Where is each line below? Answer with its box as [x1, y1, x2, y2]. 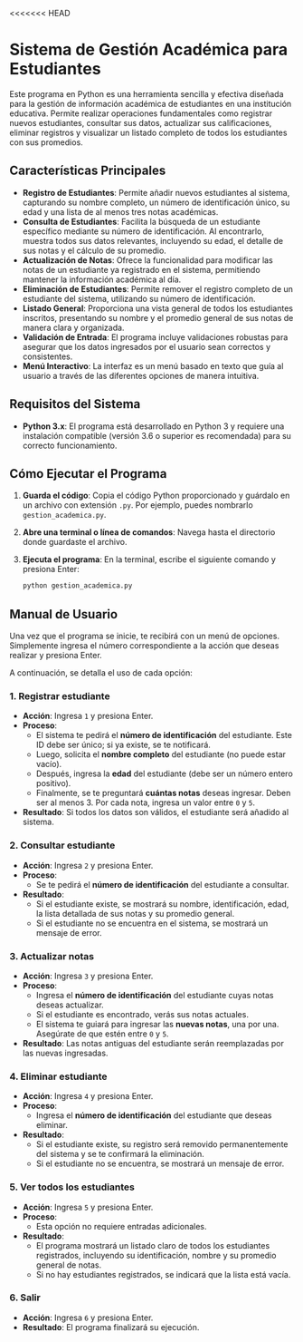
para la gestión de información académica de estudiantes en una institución [9, 98, 292, 109]
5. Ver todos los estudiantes [9, 1181, 136, 1193]
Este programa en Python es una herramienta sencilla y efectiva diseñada [9, 88, 284, 99]
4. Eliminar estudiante [9, 1070, 108, 1083]
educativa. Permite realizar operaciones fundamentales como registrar [9, 108, 273, 119]
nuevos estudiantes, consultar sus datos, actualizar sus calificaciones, [9, 117, 272, 128]
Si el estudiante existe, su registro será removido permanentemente [35, 1139, 289, 1150]
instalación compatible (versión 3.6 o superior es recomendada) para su [22, 430, 292, 441]
